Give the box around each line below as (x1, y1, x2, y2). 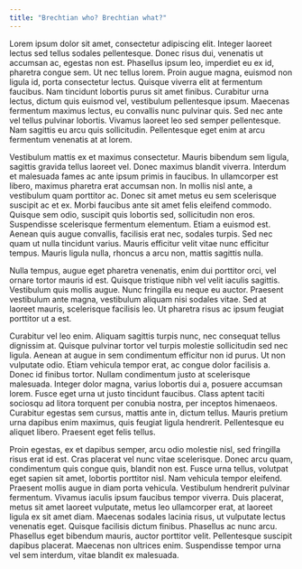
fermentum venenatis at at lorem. (9, 134, 133, 145)
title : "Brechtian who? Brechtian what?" (9, 13, 168, 23)
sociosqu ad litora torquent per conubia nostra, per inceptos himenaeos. (9, 397, 278, 408)
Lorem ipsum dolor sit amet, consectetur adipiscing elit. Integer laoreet (9, 38, 272, 49)
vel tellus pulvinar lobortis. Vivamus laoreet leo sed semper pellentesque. (9, 115, 281, 126)
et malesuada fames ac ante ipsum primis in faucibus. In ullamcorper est (9, 171, 279, 182)
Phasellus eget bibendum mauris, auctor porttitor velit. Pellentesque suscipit (9, 530, 293, 541)
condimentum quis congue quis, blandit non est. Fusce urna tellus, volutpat (9, 462, 288, 474)
